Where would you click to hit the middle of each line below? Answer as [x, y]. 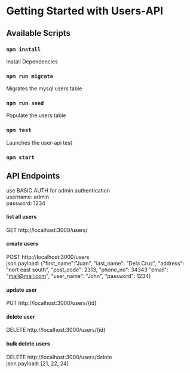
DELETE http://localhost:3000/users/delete [59, 357]
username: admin [28, 197]
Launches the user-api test [39, 142]
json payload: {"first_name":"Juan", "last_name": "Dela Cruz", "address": [95, 263]
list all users [22, 217]
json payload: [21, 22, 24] [37, 363]
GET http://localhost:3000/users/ [47, 230]
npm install [24, 49]
